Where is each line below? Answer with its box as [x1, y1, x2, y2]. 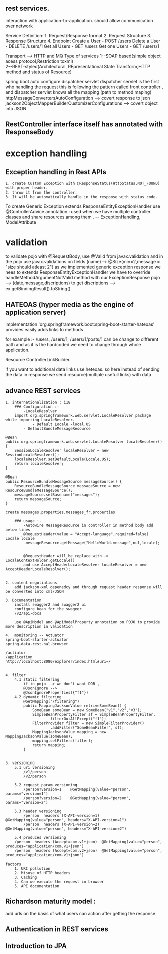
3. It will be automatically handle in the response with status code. [5, 195, 158, 200]
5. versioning [5, 760, 35, 766]
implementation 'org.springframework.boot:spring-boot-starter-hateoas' [5, 321, 155, 327]
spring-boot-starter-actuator [5, 637, 69, 642]
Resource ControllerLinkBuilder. [5, 356, 71, 362]
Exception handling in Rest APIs [5, 168, 107, 176]
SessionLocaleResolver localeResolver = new [14, 448, 109, 453]
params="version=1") [5, 791, 49, 796]
